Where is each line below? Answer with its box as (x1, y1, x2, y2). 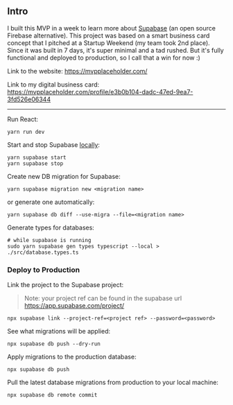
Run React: (7, 114, 39, 123)
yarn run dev (7, 128, 45, 135)
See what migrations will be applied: (7, 327, 111, 336)
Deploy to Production (7, 265, 80, 275)
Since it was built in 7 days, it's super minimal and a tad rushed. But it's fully (7, 46, 224, 54)
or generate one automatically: (7, 198, 95, 206)
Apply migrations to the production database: (7, 353, 137, 361)
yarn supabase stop (7, 160, 64, 167)
